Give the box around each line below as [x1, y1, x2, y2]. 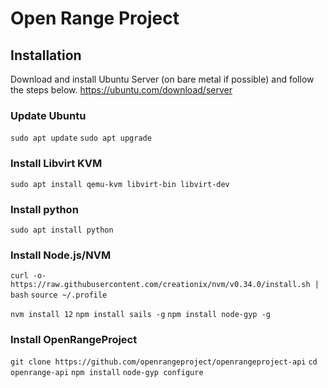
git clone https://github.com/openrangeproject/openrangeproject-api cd [10, 357, 318, 367]
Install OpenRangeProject [10, 333, 138, 347]
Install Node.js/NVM [10, 248, 112, 262]
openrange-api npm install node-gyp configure [10, 368, 204, 378]
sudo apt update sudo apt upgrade [10, 133, 152, 144]
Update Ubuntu [10, 108, 87, 122]
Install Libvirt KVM [10, 157, 103, 171]
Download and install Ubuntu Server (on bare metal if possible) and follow [10, 73, 315, 85]
